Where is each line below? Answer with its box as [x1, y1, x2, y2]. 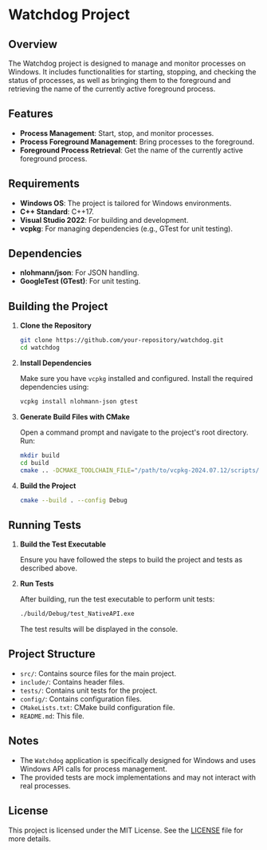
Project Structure [8, 647, 96, 661]
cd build [19, 459, 49, 467]
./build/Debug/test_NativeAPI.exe [19, 610, 135, 618]
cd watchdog [19, 344, 60, 352]
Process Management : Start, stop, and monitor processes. [19, 128, 214, 137]
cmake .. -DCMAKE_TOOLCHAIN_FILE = [19, 466, 135, 475]
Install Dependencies [19, 358, 92, 367]
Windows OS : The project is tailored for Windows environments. [19, 198, 232, 208]
